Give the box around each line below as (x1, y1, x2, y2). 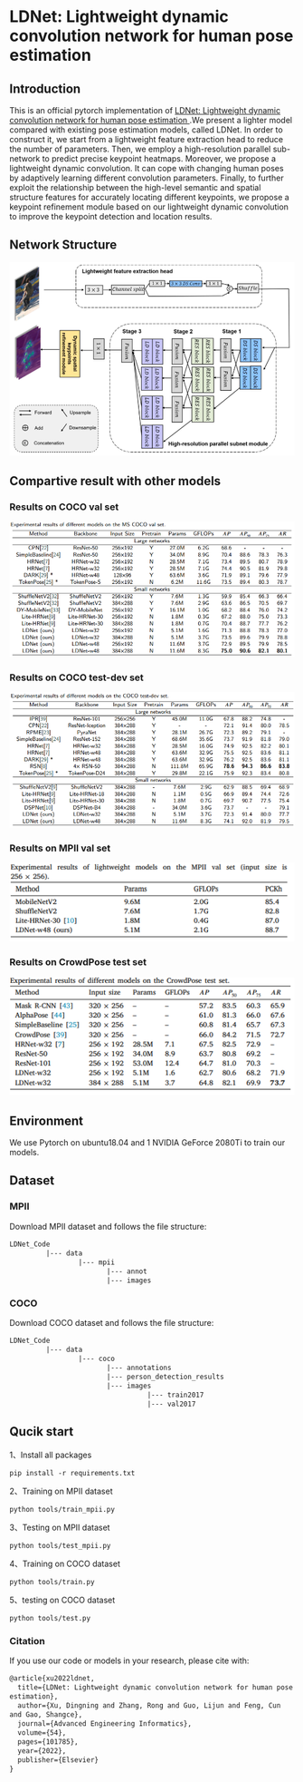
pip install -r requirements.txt (9, 1468, 136, 1477)
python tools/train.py (9, 1577, 95, 1586)
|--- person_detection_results (106, 1372, 224, 1381)
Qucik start (9, 1424, 74, 1439)
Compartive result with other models (9, 473, 222, 489)
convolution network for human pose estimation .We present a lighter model (9, 115, 292, 125)
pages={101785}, (17, 1738, 79, 1747)
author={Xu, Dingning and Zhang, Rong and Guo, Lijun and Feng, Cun (17, 1701, 281, 1710)
